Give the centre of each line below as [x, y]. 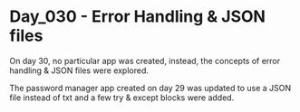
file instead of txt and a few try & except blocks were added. [122, 98]
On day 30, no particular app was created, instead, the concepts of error [145, 61]
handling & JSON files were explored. [79, 70]
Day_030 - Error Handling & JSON [137, 17]
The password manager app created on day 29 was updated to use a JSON [150, 88]
